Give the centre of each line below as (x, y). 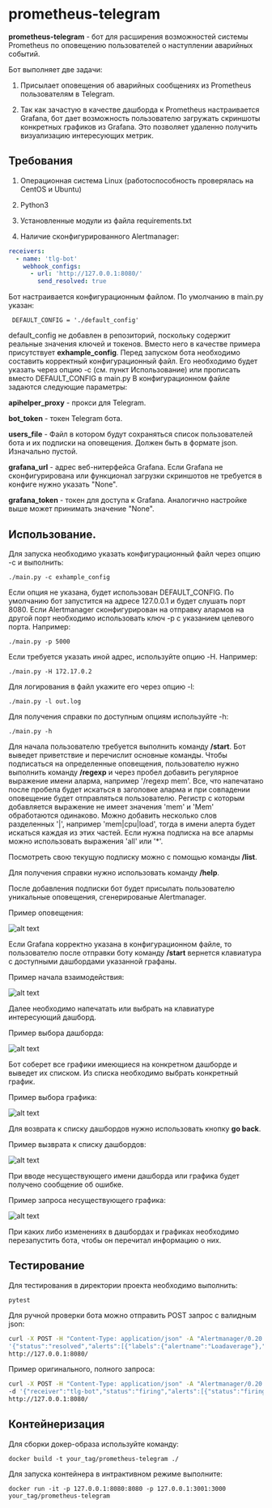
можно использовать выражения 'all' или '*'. (86, 841)
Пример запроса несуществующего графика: (87, 1200)
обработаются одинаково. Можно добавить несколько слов (113, 815)
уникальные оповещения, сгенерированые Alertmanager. (107, 896)
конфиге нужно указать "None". (63, 484)
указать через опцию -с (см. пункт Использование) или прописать (125, 370)
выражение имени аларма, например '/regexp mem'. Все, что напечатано (136, 780)
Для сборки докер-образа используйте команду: (94, 1444)
